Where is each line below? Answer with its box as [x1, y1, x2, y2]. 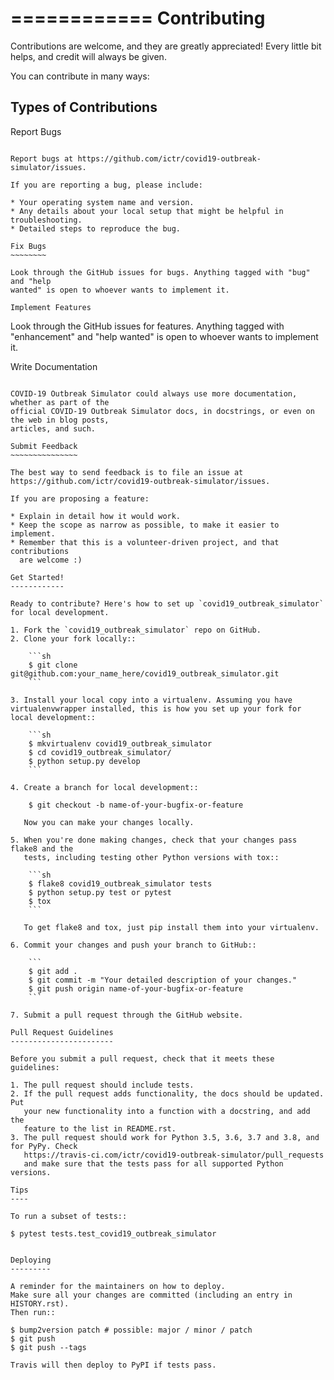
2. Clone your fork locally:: [10, 633, 137, 644]
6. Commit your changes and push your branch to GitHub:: [10, 940, 257, 950]
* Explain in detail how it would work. [10, 511, 182, 521]
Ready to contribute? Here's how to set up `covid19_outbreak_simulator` [10, 598, 325, 609]
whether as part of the [10, 397, 110, 407]
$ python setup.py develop [28, 756, 141, 766]
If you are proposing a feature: [10, 493, 150, 504]
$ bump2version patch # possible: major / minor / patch [10, 1325, 253, 1335]
